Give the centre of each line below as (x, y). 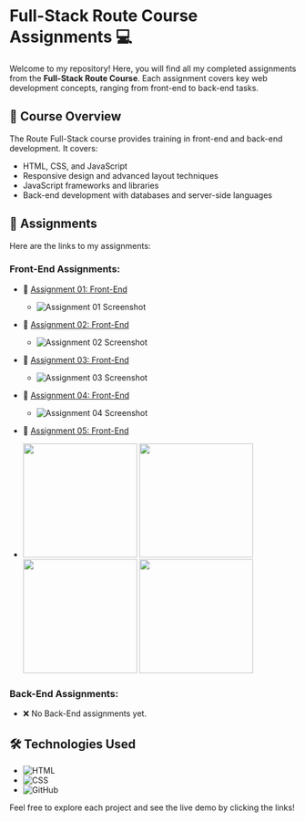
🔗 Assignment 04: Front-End (76, 395)
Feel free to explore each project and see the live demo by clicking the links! (152, 807)
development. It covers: (54, 148)
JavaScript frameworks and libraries (91, 185)
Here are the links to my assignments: (80, 245)
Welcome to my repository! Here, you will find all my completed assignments (153, 68)
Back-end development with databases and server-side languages (147, 195)
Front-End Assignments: (65, 269)
